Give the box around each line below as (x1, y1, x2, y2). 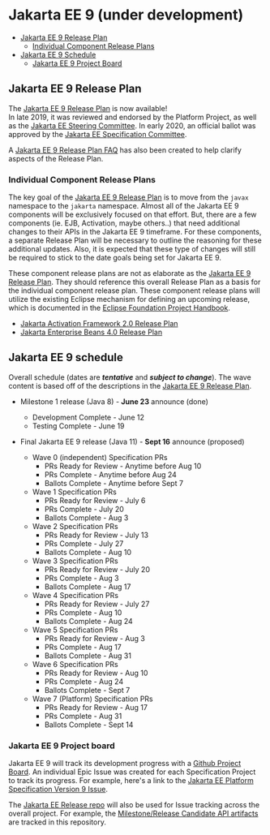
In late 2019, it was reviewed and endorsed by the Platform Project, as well (8, 112, 257, 122)
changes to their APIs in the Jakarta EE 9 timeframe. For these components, (8, 227, 262, 237)
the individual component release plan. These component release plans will (8, 286, 261, 295)
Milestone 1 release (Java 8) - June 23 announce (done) (19, 396, 209, 407)
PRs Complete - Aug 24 (44, 676, 124, 687)
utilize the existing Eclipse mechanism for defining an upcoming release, (8, 295, 250, 304)
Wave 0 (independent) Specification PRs (32, 452, 168, 462)
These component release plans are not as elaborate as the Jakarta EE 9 (8, 269, 251, 278)
